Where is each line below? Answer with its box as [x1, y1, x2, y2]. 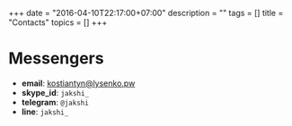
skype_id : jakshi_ [21, 87, 90, 97]
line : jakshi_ [21, 106, 69, 117]
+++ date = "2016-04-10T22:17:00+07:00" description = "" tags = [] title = [8, 8, 284, 18]
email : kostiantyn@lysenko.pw [21, 78, 136, 88]
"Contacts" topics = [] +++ [8, 17, 108, 28]
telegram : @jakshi [21, 97, 89, 107]
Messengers [8, 48, 104, 69]
